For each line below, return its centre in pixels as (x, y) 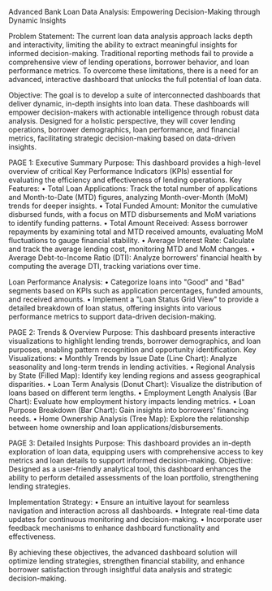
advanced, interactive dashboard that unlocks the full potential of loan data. (135, 79)
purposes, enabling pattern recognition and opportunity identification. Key (132, 350)
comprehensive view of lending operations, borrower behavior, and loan (129, 62)
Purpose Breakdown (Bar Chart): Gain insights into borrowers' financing (129, 410)
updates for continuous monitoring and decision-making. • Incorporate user (135, 519)
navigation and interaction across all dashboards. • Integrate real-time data (134, 511)
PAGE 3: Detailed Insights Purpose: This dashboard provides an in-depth (130, 443)
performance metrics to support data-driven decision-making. (112, 317)
